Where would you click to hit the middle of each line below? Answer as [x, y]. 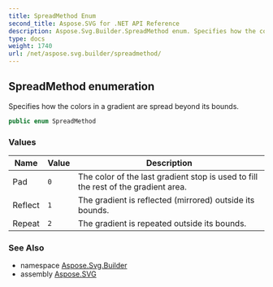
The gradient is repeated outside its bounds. [162, 223]
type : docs [27, 39]
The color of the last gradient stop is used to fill [168, 176]
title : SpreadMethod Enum [52, 16]
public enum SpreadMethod [52, 121]
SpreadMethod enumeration [82, 87]
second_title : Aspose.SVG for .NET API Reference [94, 24]
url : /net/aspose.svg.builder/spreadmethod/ [85, 54]
